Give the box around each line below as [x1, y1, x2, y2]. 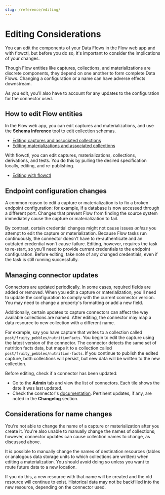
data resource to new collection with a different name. [5, 320, 115, 326]
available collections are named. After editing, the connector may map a [5, 314, 152, 320]
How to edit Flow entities [5, 110, 83, 118]
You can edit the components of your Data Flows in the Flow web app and [5, 45, 156, 51]
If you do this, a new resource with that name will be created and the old [5, 473, 152, 479]
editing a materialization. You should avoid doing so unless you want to [5, 458, 150, 464]
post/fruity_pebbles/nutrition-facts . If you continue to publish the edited [5, 350, 159, 356]
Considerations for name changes [5, 410, 112, 419]
